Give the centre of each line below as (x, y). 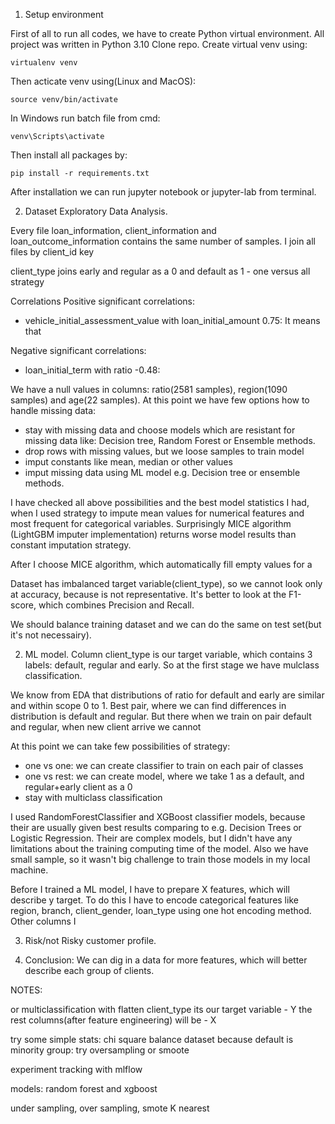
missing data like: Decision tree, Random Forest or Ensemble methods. (170, 440)
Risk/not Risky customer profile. (90, 940)
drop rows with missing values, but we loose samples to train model (164, 451)
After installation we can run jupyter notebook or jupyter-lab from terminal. (163, 192)
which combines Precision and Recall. (116, 605)
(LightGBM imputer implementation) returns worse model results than (153, 534)
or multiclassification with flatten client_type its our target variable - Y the (161, 1009)
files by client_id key (52, 252)
